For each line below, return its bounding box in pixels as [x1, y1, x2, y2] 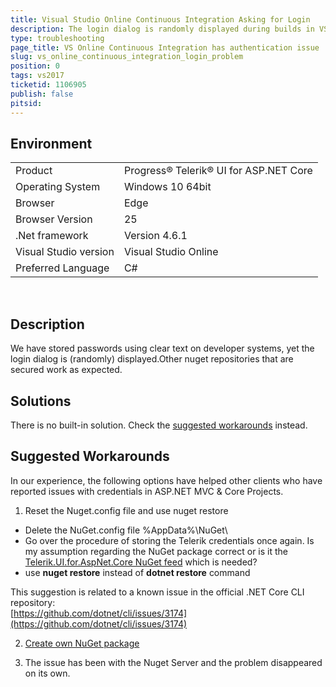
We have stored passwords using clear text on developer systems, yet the [10, 342, 315, 355]
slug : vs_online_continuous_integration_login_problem [10, 52, 244, 62]
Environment [10, 135, 93, 152]
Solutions [10, 392, 72, 410]
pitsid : [10, 98, 43, 108]
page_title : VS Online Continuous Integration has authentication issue [10, 42, 320, 53]
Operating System [15, 180, 101, 194]
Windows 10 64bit [123, 180, 212, 194]
